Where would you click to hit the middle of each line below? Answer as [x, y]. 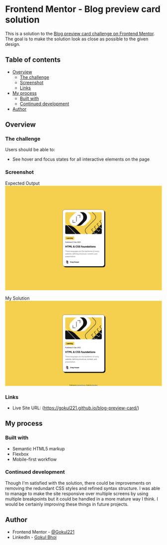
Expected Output [22, 183]
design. [13, 44]
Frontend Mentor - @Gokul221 [43, 532]
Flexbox [20, 454]
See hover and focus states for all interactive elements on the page [81, 159]
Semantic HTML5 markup [39, 449]
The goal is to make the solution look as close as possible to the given [77, 39]
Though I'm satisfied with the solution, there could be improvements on [78, 483]
